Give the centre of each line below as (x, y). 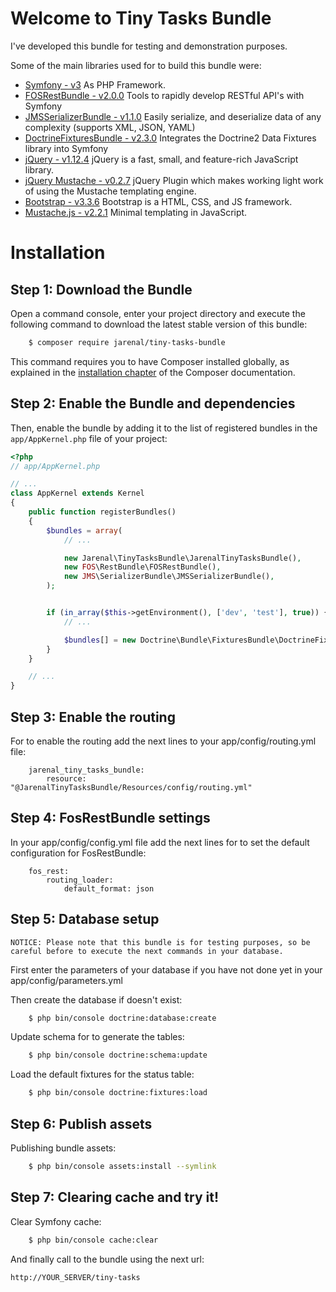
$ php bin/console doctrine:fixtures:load (118, 1093)
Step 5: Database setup (85, 919)
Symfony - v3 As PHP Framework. (95, 84)
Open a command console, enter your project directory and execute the (158, 313)
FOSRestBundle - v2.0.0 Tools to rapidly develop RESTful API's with (164, 95)
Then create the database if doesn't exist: (96, 999)
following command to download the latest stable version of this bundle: (159, 324)
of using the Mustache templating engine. (110, 191)
